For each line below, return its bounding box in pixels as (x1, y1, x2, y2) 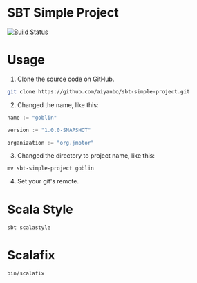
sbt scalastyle (7, 224, 51, 231)
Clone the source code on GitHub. (17, 75, 115, 83)
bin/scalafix (7, 270, 45, 277)
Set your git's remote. (17, 177, 79, 185)
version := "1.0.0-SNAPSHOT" (7, 127, 91, 134)
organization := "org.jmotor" (7, 139, 95, 146)
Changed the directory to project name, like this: (17, 152, 156, 160)
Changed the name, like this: (17, 100, 99, 109)
